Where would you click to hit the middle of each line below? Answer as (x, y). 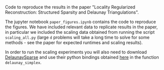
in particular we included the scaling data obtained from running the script (80, 32)
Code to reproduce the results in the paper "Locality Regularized (70, 7)
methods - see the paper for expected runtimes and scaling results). (74, 43)
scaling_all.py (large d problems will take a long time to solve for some (77, 37)
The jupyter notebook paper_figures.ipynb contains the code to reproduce (81, 22)
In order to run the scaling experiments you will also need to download (76, 52)
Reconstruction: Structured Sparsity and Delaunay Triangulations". (72, 12)
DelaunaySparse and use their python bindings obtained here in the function (82, 57)
